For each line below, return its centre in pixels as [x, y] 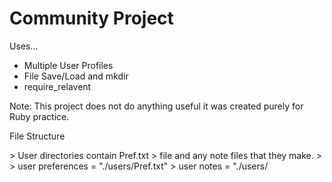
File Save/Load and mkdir [76, 76]
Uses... [24, 46]
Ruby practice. [39, 116]
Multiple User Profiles [68, 65]
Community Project [91, 18]
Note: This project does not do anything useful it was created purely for [156, 106]
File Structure [37, 136]
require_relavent [57, 86]
